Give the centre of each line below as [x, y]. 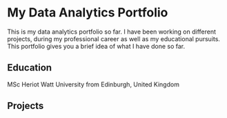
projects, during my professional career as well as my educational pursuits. [114, 38]
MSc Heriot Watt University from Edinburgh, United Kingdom [93, 84]
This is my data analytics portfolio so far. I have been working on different [111, 32]
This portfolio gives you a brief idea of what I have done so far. [96, 46]
